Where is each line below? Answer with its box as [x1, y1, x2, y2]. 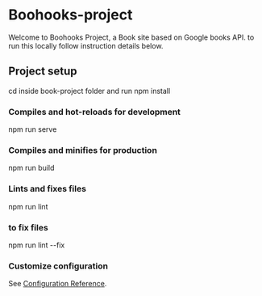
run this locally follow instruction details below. [8, 40, 164, 50]
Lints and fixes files [8, 184, 87, 195]
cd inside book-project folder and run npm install [8, 86, 171, 95]
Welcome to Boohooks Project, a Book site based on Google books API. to [8, 32, 255, 42]
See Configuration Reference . [8, 279, 107, 289]
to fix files [8, 222, 48, 233]
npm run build [8, 163, 55, 173]
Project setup [8, 65, 78, 78]
